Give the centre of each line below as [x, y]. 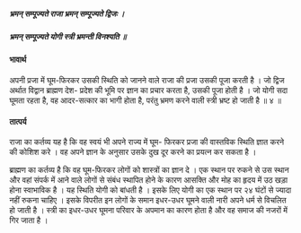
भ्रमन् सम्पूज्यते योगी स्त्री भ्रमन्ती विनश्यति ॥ [68, 36]
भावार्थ [18, 60]
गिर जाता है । [29, 220]
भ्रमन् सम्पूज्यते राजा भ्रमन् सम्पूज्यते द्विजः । [67, 13]
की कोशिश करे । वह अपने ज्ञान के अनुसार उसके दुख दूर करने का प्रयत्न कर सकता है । [133, 152]
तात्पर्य [18, 121]
